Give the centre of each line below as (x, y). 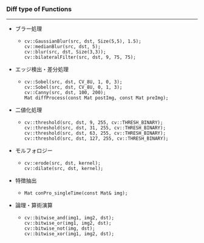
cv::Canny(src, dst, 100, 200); (65, 93)
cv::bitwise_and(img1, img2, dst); (69, 218)
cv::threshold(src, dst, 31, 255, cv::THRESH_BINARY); (95, 128)
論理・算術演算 (34, 205)
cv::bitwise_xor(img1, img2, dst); (69, 234)
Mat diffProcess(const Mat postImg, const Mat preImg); (96, 98)
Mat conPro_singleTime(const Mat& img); (76, 193)
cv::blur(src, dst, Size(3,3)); (65, 52)
